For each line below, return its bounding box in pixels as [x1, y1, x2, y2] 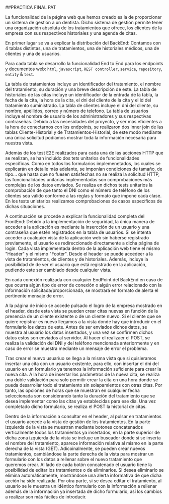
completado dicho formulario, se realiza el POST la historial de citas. [5, 404, 147, 410]
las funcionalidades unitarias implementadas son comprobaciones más [5, 177, 152, 182]
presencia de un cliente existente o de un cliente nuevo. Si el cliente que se [5, 313, 161, 319]
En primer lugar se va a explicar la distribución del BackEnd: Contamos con [5, 40, 161, 46]
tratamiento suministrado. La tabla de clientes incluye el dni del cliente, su [5, 103, 158, 108]
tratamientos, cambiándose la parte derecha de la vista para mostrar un [5, 451, 154, 457]
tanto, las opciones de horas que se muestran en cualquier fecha [5, 387, 140, 393]
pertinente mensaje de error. [5, 293, 64, 298]
